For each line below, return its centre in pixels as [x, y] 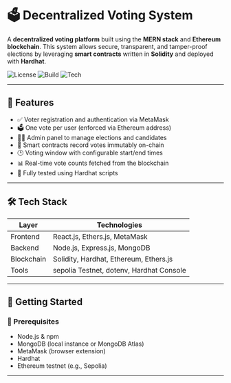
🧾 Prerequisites [33, 322]
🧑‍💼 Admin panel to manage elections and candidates [92, 137]
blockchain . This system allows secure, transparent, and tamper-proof [107, 46]
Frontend [25, 236]
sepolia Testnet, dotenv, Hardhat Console [120, 270]
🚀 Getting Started [45, 302]
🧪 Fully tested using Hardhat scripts [67, 173]
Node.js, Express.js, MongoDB [101, 248]
